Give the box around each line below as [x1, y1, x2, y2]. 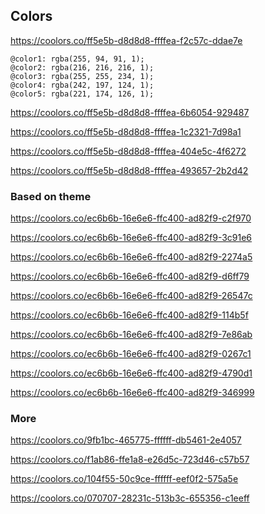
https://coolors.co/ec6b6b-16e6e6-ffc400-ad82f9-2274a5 [10, 251, 253, 263]
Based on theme [10, 189, 92, 203]
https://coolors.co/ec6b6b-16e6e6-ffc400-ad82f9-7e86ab [10, 329, 253, 341]
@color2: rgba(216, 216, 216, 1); [10, 62, 155, 73]
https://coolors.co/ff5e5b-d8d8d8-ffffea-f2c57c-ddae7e [10, 34, 243, 46]
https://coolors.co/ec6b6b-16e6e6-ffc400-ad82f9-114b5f [10, 309, 249, 321]
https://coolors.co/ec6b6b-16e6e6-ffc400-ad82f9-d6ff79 [10, 270, 250, 283]
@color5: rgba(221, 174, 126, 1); [10, 89, 155, 99]
